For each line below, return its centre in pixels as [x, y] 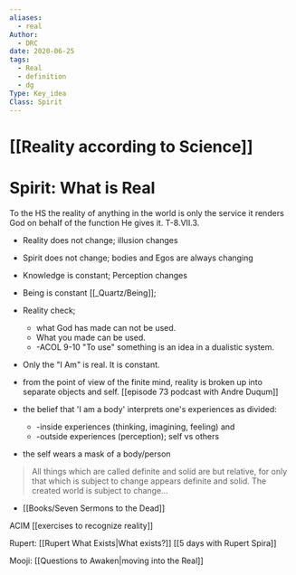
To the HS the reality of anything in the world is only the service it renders [147, 212]
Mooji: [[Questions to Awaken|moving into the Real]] [106, 561]
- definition [42, 77]
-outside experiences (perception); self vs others [128, 436]
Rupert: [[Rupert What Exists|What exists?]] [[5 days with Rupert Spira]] [143, 542]
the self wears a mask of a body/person [96, 454]
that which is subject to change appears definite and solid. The [149, 481]
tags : [19, 60]
